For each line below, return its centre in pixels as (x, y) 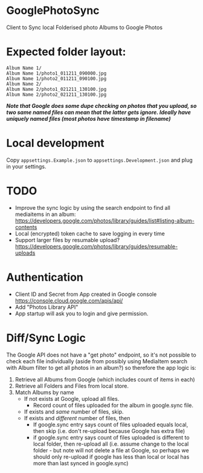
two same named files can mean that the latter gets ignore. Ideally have (99, 112)
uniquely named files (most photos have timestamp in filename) (89, 118)
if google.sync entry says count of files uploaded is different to (111, 437)
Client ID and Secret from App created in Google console (86, 294)
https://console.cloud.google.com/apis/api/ (69, 300)
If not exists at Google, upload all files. (72, 398)
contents (26, 227)
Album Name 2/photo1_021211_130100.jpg (56, 89)
